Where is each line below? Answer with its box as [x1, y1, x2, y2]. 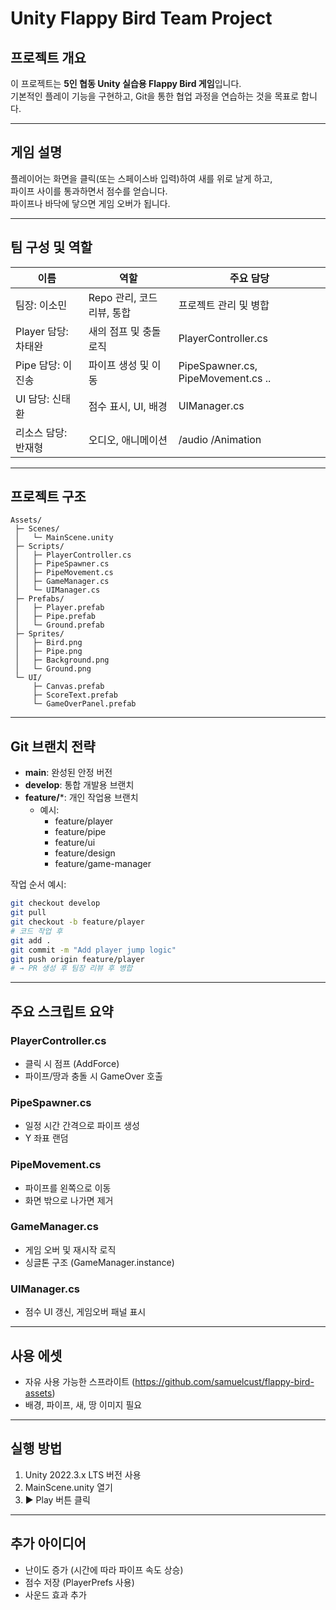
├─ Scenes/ [14, 524, 60, 534]
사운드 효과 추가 [24, 1588, 87, 1601]
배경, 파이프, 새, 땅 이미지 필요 [24, 1398, 143, 1411]
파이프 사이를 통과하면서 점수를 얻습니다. [10, 185, 168, 197]
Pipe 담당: [15, 358, 61, 372]
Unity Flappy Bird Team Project [10, 7, 273, 30]
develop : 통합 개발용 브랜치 [24, 779, 135, 791]
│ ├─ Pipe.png [14, 647, 83, 657]
